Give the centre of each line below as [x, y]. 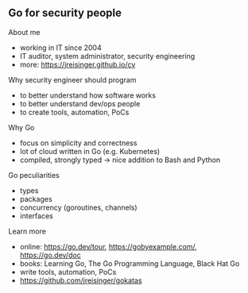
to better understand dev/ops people [80, 103]
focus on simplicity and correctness [78, 143]
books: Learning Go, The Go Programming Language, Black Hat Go [130, 263]
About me [24, 32]
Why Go [21, 127]
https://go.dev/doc [50, 255]
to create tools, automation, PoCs [74, 112]
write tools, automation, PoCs [68, 272]
